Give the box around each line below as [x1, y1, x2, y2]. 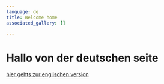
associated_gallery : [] [6, 20, 66, 26]
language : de [6, 8, 39, 15]
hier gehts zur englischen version [6, 71, 89, 78]
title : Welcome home [6, 14, 58, 20]
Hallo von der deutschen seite [6, 51, 159, 65]
